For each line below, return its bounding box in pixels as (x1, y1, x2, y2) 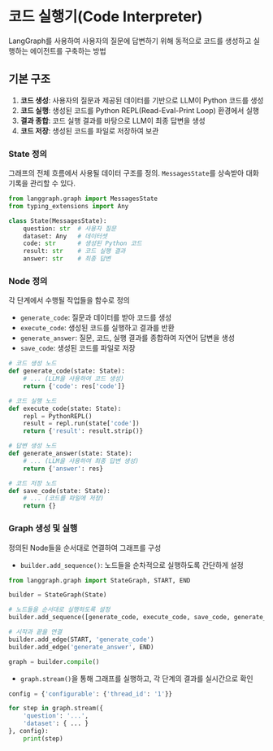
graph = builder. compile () (8, 657, 100, 666)
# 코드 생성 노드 (8, 360, 57, 368)
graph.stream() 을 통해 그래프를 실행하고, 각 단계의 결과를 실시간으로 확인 (19, 673, 253, 683)
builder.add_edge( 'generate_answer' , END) (8, 643, 154, 651)
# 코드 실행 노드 (8, 396, 57, 405)
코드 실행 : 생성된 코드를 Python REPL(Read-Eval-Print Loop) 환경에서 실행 (19, 105, 260, 115)
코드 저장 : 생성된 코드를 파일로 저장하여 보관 (19, 125, 159, 135)
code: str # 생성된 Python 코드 (23, 239, 142, 248)
